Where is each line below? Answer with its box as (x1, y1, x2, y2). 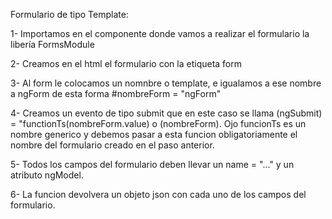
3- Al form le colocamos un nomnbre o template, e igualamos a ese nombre (10, 77, 322, 89)
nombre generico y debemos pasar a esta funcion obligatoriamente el (10, 129, 298, 140)
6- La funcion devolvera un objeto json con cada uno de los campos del (10, 189, 307, 200)
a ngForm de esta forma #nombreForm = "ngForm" (10, 88, 222, 99)
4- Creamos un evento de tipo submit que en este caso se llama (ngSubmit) (10, 107, 323, 119)
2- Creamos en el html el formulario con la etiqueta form (10, 58, 243, 69)
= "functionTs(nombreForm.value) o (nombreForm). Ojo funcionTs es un (10, 118, 307, 129)
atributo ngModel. (10, 169, 84, 181)
